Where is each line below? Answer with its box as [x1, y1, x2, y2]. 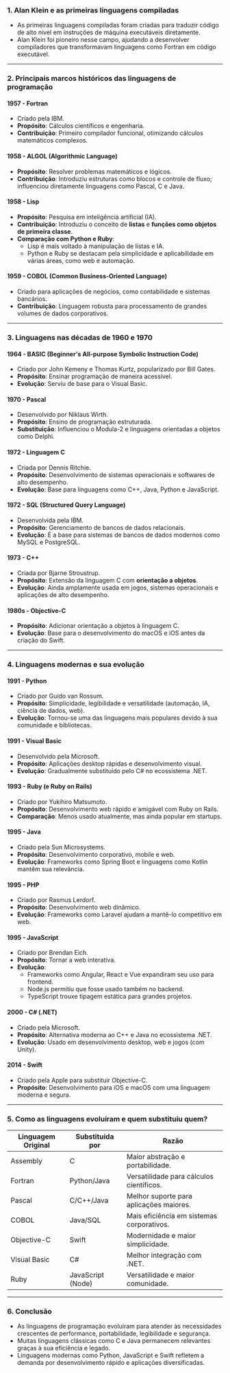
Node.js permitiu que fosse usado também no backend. [27, 985, 184, 993]
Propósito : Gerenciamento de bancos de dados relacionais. [16, 523, 186, 531]
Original [23, 1141, 50, 1150]
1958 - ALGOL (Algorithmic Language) [7, 152, 118, 160]
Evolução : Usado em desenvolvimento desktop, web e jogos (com [16, 1038, 205, 1046]
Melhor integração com [126, 1250, 202, 1260]
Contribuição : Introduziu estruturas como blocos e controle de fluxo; [16, 174, 212, 183]
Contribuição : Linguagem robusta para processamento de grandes [16, 302, 207, 311]
